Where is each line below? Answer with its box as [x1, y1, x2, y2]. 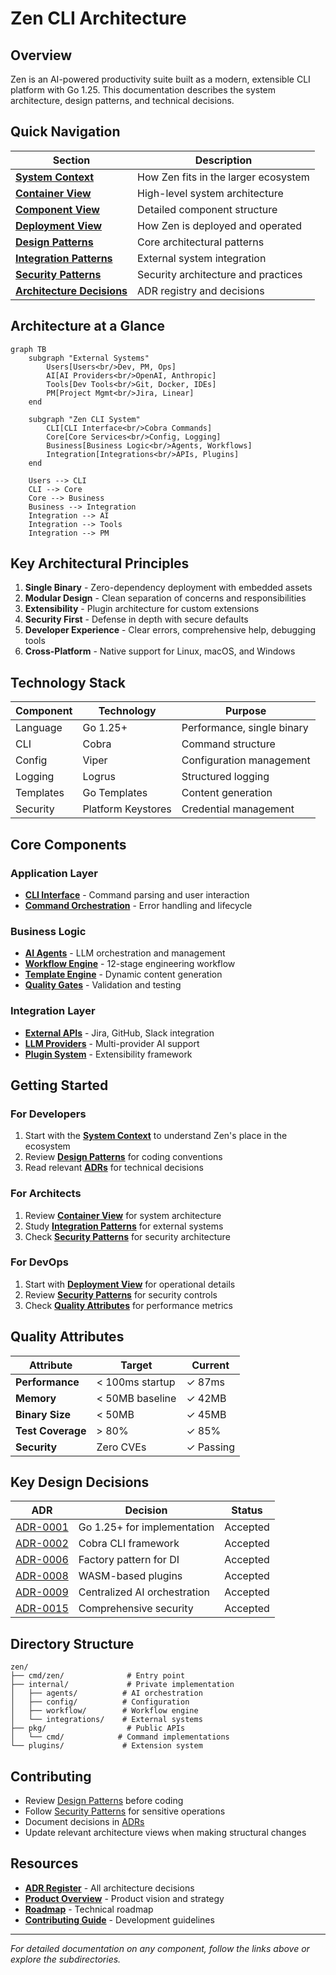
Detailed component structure [137, 202, 278, 216]
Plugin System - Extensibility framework [24, 1048, 193, 1060]
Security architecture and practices [137, 267, 303, 281]
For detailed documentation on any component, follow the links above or [10, 1942, 310, 1954]
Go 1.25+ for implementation [78, 1520, 215, 1534]
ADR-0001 [15, 1520, 69, 1534]
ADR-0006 [15, 1553, 69, 1567]
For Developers [10, 1107, 87, 1121]
